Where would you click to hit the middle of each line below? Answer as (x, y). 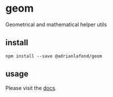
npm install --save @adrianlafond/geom (54, 56)
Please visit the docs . (31, 88)
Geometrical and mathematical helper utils (56, 24)
